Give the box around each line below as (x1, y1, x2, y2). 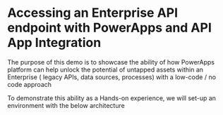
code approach (7, 80, 52, 88)
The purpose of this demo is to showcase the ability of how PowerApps (7, 57, 215, 66)
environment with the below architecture (7, 101, 125, 109)
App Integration (7, 35, 102, 50)
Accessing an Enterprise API (7, 5, 179, 21)
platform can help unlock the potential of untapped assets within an (7, 65, 203, 74)
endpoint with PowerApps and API (7, 20, 212, 36)
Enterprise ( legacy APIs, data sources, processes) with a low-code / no (7, 72, 217, 81)
